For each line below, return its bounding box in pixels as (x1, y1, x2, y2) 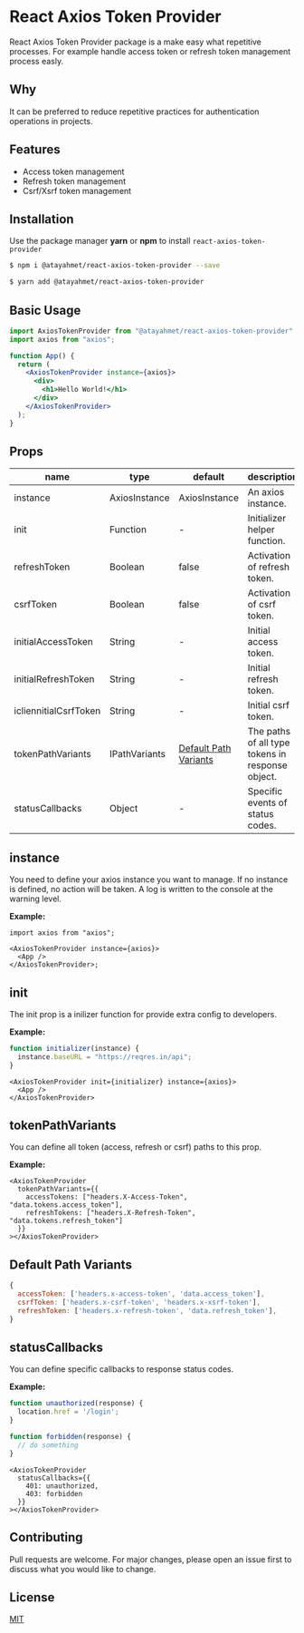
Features (9, 142, 61, 158)
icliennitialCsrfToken (14, 705, 101, 717)
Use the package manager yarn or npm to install (9, 236, 191, 247)
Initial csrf (247, 699, 290, 712)
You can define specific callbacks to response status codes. (9, 1364, 234, 1375)
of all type (247, 736, 290, 749)
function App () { (9, 351, 75, 360)
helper (247, 523, 276, 536)
